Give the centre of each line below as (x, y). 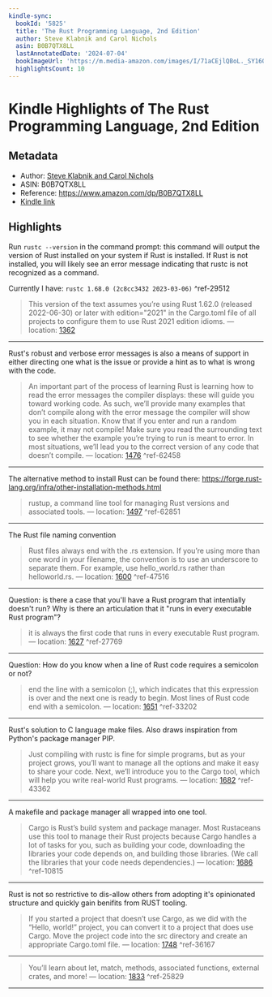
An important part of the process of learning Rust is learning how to (141, 386)
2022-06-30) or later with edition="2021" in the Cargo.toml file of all (142, 313)
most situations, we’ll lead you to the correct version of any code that (143, 447)
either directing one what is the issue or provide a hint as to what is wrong (132, 361)
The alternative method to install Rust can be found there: (104, 478)
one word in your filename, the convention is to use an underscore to (143, 559)
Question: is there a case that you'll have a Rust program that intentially (127, 600)
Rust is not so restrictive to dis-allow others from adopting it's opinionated (132, 894)
